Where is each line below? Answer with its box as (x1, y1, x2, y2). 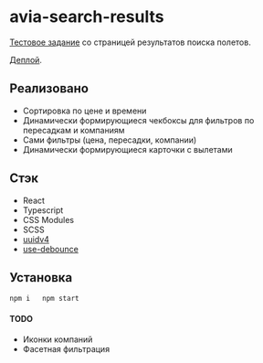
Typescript (22, 204, 64, 216)
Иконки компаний (22, 334, 93, 345)
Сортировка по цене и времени (22, 105, 147, 116)
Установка (9, 270, 73, 285)
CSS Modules (22, 214, 75, 225)
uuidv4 (22, 233, 50, 244)
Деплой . (9, 54, 43, 65)
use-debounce (22, 243, 79, 254)
